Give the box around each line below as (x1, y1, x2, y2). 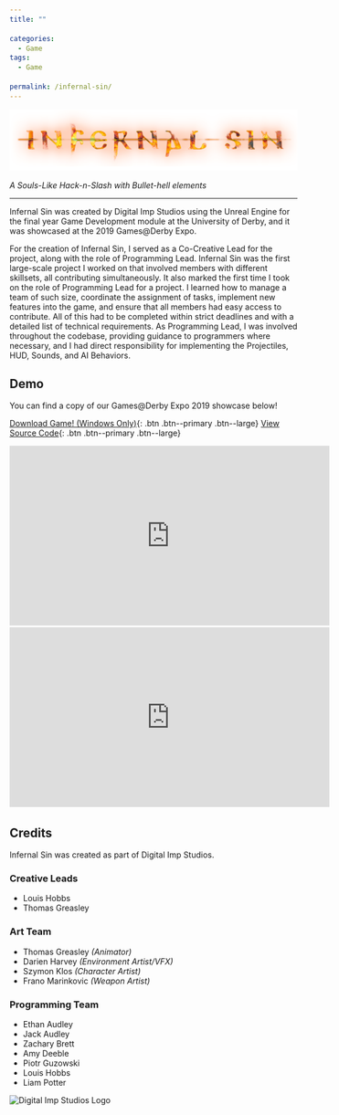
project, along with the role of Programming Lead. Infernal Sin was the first (9, 252, 291, 264)
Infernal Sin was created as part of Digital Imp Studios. (9, 849, 215, 860)
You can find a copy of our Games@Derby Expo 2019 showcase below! (9, 400, 278, 411)
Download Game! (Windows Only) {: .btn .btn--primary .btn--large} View (9, 418, 281, 429)
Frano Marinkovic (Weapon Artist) (22, 975, 151, 986)
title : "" (9, 15, 48, 24)
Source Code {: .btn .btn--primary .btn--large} (9, 427, 181, 438)
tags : (9, 53, 30, 63)
